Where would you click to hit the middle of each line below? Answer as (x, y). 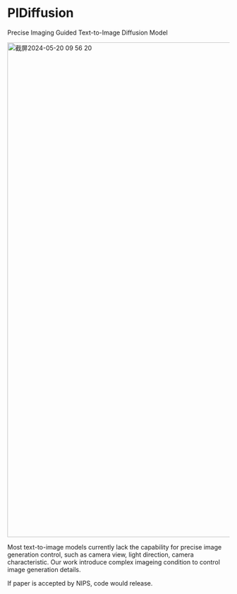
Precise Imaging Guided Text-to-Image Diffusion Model (87, 32)
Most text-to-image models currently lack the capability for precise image (115, 547)
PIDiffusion (41, 13)
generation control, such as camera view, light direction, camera (101, 554)
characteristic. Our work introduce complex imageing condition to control (114, 562)
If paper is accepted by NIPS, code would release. (80, 583)
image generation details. (44, 569)
